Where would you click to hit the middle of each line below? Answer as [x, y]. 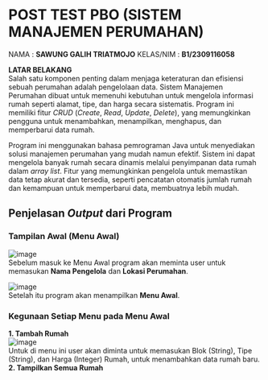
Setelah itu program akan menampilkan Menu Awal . [94, 295]
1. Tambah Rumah [39, 333]
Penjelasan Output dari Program [91, 214]
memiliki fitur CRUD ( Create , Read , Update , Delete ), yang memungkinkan [130, 112]
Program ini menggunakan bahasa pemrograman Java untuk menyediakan [132, 145]
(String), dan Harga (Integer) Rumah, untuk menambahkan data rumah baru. [134, 359]
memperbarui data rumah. [52, 130]
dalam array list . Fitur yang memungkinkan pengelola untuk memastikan [128, 171]
